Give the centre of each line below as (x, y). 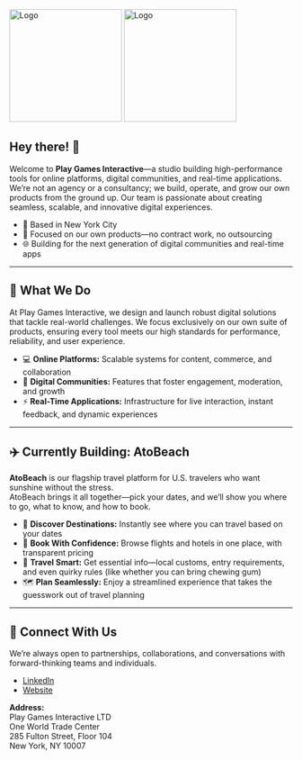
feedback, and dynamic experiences (90, 414)
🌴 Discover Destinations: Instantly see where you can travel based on (152, 524)
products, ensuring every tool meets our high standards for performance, (145, 331)
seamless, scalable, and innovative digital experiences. (111, 207)
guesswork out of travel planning (84, 595)
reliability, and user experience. (67, 340)
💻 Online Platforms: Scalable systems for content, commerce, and (147, 358)
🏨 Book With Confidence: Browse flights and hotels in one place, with (152, 543)
